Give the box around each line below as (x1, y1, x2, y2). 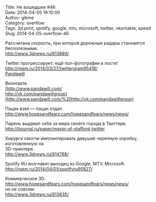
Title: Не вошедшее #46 (5, 4, 55, 10)
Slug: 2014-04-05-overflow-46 (5, 31, 69, 36)
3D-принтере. (5, 146, 35, 151)
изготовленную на (5, 141, 44, 147)
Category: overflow (5, 20, 45, 26)
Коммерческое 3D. (5, 176, 46, 181)
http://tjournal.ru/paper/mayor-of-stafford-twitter (5, 126, 105, 132)
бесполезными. (5, 46, 38, 51)
